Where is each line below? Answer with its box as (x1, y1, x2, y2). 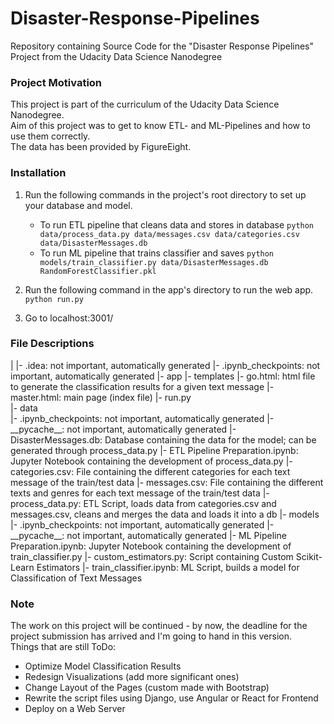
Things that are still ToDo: (10, 641, 117, 653)
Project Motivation (10, 75, 103, 89)
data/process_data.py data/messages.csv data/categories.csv (39, 229, 300, 239)
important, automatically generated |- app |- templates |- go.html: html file (10, 370, 316, 382)
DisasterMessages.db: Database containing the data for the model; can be (10, 433, 317, 446)
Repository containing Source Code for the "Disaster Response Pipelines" (10, 40, 315, 52)
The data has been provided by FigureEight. (10, 141, 192, 153)
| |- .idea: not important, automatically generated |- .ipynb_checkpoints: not (10, 359, 321, 371)
